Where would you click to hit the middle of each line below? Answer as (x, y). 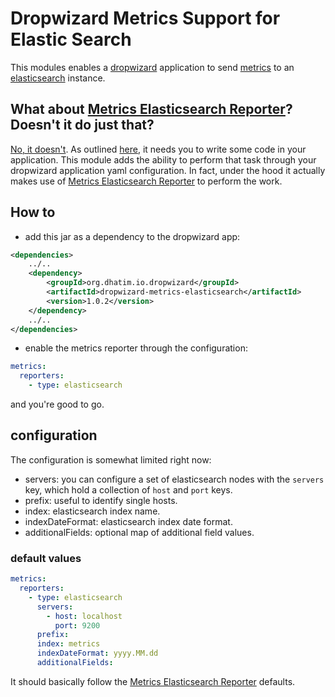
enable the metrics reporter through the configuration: (136, 348)
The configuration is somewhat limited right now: (111, 459)
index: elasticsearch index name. (92, 511)
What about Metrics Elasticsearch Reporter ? (151, 109)
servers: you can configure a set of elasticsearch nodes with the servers (174, 479)
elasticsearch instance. (58, 78)
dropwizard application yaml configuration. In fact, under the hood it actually (168, 170)
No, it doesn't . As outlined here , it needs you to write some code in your (158, 149)
